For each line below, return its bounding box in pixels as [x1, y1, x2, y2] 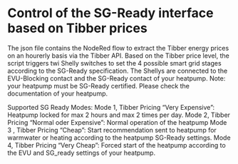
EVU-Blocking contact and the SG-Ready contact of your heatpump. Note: [7, 73, 226, 83]
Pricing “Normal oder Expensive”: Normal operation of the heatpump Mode [7, 118, 227, 126]
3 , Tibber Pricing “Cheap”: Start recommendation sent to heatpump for [7, 125, 217, 134]
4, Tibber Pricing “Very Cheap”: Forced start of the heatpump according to [7, 140, 226, 149]
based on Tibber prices [7, 20, 148, 36]
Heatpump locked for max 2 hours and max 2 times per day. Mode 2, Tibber [7, 111, 230, 119]
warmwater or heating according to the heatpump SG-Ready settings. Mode [7, 133, 231, 142]
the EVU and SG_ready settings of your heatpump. [7, 148, 155, 157]
